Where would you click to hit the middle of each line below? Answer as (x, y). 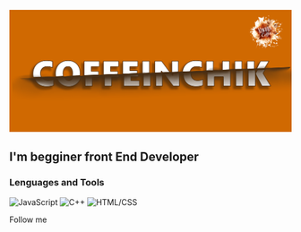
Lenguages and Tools (57, 183)
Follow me (28, 219)
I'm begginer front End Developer (104, 157)
